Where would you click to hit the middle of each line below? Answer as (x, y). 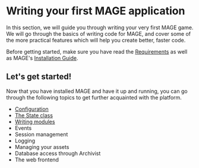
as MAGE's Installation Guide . (42, 58)
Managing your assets (42, 147)
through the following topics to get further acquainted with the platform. (94, 97)
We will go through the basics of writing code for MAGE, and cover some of (99, 33)
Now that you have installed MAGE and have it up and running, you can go (97, 91)
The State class (34, 115)
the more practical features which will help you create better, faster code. (96, 40)
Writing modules (35, 122)
